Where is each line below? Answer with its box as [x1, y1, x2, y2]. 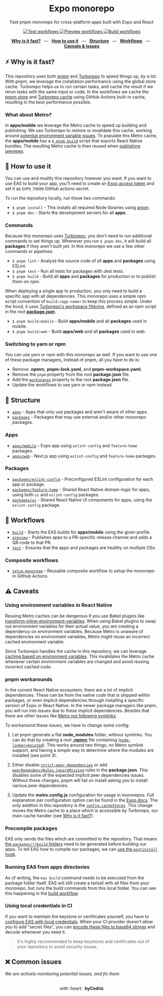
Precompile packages [5, 824, 57, 831]
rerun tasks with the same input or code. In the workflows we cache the [5, 89, 149, 95]
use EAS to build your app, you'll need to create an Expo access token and [5, 180, 155, 186]
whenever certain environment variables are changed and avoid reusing [5, 658, 149, 664]
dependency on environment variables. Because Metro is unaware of [5, 628, 144, 634]
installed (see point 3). [12, 752, 57, 758]
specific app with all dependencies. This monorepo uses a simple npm [5, 293, 146, 299]
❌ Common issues [5, 958, 62, 966]
